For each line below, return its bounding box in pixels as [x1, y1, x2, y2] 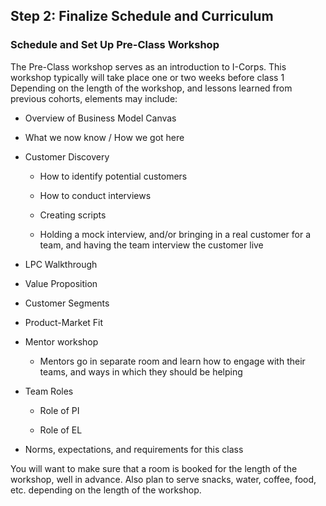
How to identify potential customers [39, 170, 188, 182]
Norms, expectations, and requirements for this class [24, 443, 244, 455]
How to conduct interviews [39, 189, 152, 201]
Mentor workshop [24, 335, 99, 348]
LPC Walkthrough [24, 258, 98, 270]
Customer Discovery [24, 150, 110, 163]
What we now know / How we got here [24, 131, 185, 143]
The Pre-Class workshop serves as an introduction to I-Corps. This [10, 60, 287, 73]
